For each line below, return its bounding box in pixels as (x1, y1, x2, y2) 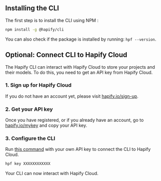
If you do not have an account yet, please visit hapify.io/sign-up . (5, 93, 139, 99)
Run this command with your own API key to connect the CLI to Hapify (5, 146, 151, 152)
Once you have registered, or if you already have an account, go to (5, 117, 144, 123)
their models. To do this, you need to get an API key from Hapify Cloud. (5, 69, 153, 75)
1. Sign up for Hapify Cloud (5, 82, 72, 89)
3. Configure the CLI (5, 135, 55, 142)
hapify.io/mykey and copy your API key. (5, 122, 87, 128)
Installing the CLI (5, 4, 59, 13)
